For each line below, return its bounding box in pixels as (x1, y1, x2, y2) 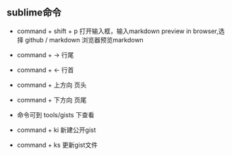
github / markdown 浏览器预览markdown (25, 35, 144, 44)
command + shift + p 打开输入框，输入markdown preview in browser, (16, 27, 219, 35)
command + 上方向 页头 (16, 80, 87, 89)
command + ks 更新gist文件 (16, 140, 98, 149)
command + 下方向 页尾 (16, 95, 87, 104)
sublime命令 (6, 6, 62, 19)
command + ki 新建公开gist (16, 126, 96, 134)
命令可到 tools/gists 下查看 (16, 110, 95, 119)
